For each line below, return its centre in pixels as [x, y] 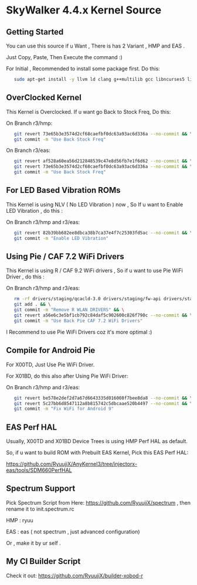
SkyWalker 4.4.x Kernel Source [84, 10]
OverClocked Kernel [44, 98]
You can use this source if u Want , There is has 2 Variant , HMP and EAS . [96, 46]
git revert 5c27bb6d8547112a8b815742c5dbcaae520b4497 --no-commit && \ [103, 403]
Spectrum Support [41, 489]
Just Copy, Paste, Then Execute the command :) [64, 57]
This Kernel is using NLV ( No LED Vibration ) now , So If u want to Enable [95, 204]
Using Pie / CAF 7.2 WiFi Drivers [65, 256]
